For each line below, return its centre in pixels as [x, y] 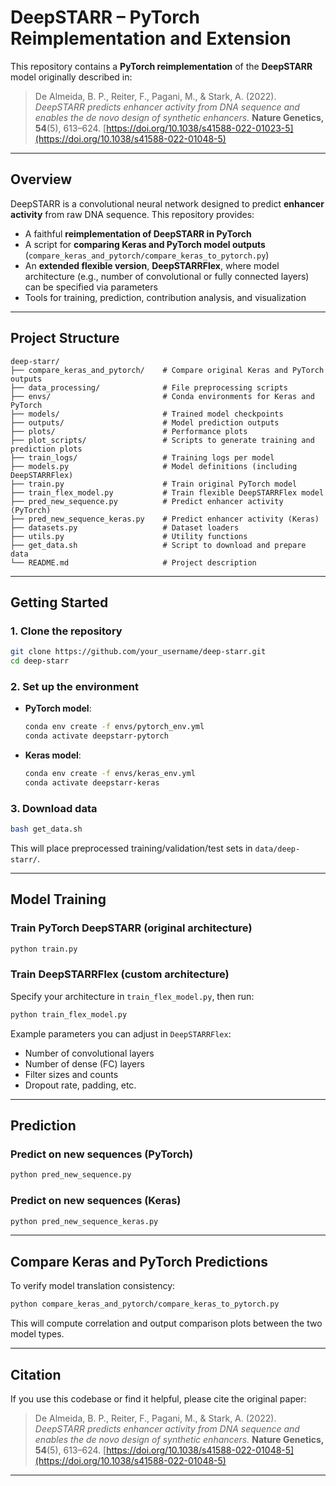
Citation [36, 1374]
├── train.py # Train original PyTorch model [154, 484]
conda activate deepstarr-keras [92, 782]
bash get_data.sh [46, 829]
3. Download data [54, 808]
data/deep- [277, 849]
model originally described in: [71, 77]
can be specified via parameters [91, 287]
